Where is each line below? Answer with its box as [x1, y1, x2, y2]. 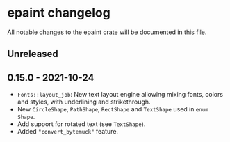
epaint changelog [7, 5, 111, 21]
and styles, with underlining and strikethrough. [17, 97, 151, 106]
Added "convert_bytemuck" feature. [17, 127, 119, 136]
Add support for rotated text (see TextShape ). [17, 120, 146, 128]
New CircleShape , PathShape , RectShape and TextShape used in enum [17, 105, 208, 113]
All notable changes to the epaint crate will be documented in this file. [7, 28, 207, 36]
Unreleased [7, 48, 59, 60]
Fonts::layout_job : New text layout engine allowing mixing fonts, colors [17, 90, 224, 99]
